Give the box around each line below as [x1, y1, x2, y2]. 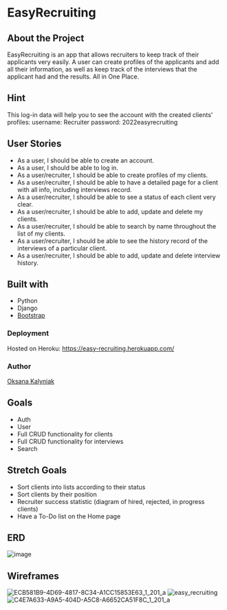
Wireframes [7, 570, 60, 582]
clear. [17, 200, 33, 208]
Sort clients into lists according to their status [17, 483, 146, 491]
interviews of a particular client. [17, 244, 107, 252]
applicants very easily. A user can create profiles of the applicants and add [7, 58, 219, 66]
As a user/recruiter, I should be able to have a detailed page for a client [17, 178, 219, 187]
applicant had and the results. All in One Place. [7, 72, 140, 81]
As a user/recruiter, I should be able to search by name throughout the [17, 222, 217, 230]
